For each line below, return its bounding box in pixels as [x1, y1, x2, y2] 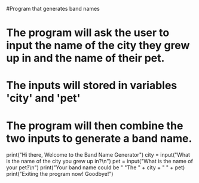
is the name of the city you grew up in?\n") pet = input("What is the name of [6, 158, 193, 165]
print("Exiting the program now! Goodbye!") [6, 170, 114, 178]
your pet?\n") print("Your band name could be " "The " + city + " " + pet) [6, 164, 185, 171]
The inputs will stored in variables [6, 79, 177, 92]
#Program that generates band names [6, 5, 100, 12]
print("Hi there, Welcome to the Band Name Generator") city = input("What [6, 151, 190, 158]
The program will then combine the [6, 119, 183, 132]
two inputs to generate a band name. [6, 132, 192, 145]
